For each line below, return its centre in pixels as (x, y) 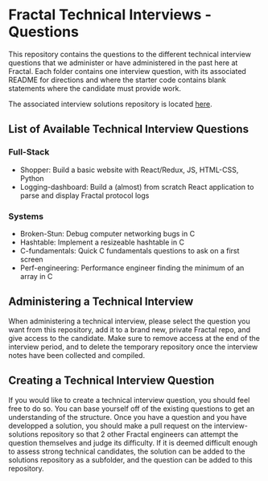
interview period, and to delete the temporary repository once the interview (133, 347)
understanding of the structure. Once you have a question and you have (128, 417)
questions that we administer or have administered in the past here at (123, 63)
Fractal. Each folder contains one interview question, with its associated (128, 71)
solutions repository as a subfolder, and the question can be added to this (130, 459)
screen (31, 259)
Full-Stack (29, 152)
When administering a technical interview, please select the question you (130, 321)
